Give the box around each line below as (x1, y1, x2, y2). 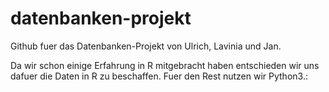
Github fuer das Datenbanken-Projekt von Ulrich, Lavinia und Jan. (10, 40, 282, 52)
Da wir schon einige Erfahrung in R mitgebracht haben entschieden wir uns (10, 59, 320, 71)
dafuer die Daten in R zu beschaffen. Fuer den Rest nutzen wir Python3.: (10, 70, 308, 82)
